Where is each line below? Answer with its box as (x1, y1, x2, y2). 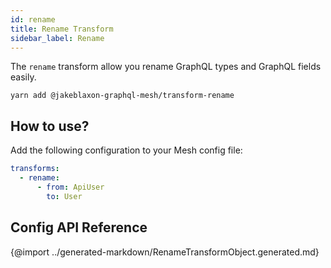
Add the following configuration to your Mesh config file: (10, 144, 243, 156)
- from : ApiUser (36, 182, 105, 192)
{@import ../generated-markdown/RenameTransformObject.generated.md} (10, 246, 320, 258)
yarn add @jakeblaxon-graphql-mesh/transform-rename (10, 91, 235, 101)
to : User (46, 191, 83, 201)
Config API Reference (10, 219, 148, 236)
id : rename (10, 14, 56, 25)
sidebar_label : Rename (10, 33, 105, 43)
